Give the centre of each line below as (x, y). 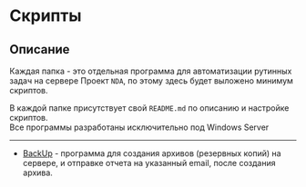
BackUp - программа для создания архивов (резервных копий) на (152, 153)
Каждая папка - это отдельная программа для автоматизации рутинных (151, 71)
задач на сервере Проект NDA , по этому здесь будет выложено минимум (152, 81)
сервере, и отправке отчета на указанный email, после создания (149, 163)
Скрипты (46, 16)
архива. (37, 172)
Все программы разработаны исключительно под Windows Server (139, 127)
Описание (40, 49)
